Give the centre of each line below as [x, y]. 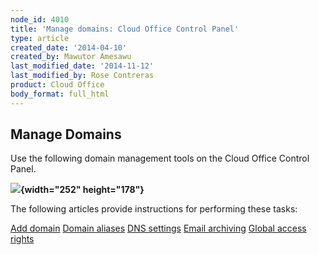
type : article [40, 38]
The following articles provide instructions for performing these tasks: [154, 209]
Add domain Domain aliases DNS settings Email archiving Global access [158, 228]
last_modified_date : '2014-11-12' [82, 66]
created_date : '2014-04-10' [69, 47]
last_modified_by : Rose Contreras [82, 76]
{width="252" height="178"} [82, 190]
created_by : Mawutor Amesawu [71, 57]
